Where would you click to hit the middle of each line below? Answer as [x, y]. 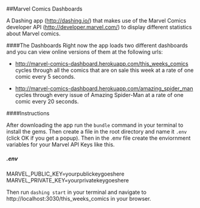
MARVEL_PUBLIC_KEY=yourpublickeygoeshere [65, 174]
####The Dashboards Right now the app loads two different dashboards [97, 45]
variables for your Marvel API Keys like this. [60, 145]
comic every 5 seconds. [45, 77]
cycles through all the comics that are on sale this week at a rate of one [104, 70]
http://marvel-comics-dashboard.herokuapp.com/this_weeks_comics [102, 64]
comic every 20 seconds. [47, 101]
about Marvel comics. [33, 34]
